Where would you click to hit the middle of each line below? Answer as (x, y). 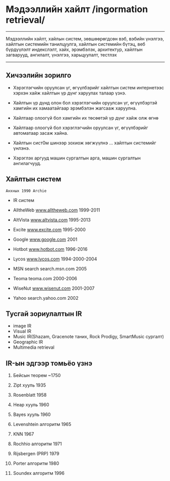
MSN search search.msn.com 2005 (50, 269)
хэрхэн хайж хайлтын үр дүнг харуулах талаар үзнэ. (70, 93)
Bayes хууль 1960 (32, 414)
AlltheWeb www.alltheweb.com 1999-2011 (56, 210)
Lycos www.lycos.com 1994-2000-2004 (55, 259)
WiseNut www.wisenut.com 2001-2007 (54, 288)
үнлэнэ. (21, 148)
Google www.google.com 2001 (45, 239)
